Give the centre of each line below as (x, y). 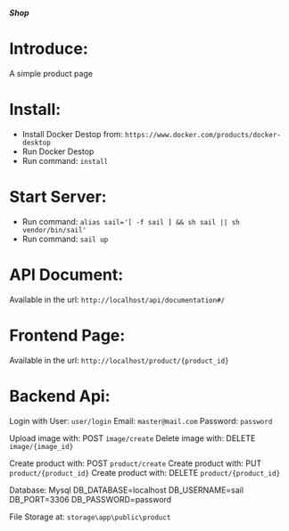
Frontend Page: (67, 335)
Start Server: (58, 197)
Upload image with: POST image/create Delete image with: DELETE (132, 438)
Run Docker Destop (58, 151)
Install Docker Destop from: (72, 134)
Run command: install (65, 160)
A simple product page (51, 73)
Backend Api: (60, 396)
